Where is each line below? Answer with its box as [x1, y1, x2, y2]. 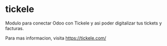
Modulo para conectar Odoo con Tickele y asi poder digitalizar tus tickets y [5, 20, 162, 26]
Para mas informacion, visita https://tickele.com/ [5, 35, 106, 41]
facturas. [5, 25, 24, 31]
